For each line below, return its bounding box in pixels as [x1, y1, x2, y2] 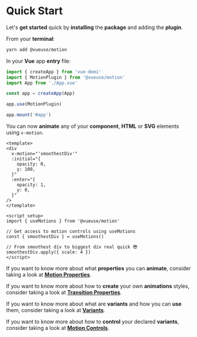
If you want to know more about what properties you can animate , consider [6, 265, 191, 272]
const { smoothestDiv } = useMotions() [6, 234, 104, 240]
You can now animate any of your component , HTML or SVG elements [6, 123, 179, 130]
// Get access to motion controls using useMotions [6, 229, 136, 235]
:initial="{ [11, 156, 41, 162]
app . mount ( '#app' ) [6, 112, 51, 118]
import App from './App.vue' [6, 80, 78, 86]
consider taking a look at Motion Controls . [6, 325, 110, 332]
